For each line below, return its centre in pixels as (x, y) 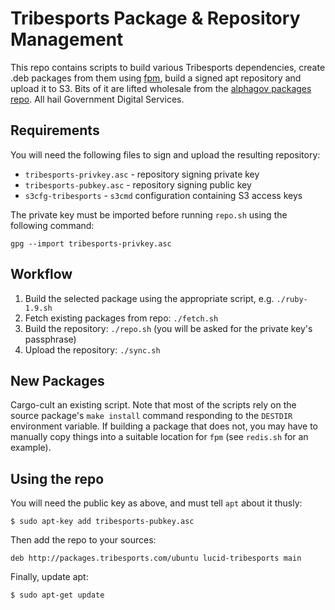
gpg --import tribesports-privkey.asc (91, 243)
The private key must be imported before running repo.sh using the (149, 214)
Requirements (55, 130)
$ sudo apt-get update (57, 595)
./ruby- (292, 299)
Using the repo (57, 478)
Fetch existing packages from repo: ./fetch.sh (121, 318)
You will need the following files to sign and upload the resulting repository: (165, 154)
